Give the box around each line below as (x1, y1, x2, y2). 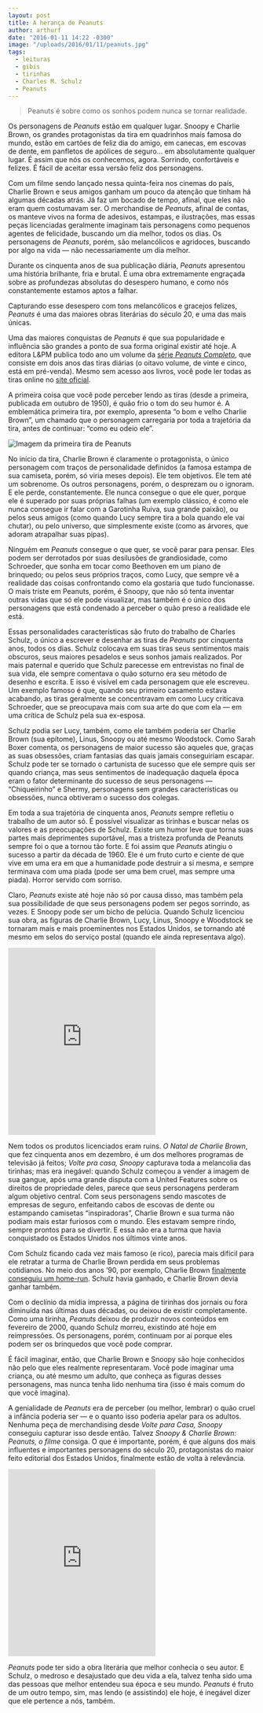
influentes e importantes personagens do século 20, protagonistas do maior (8, 1445, 254, 1455)
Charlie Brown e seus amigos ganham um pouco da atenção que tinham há (8, 187, 251, 197)
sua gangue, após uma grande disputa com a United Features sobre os (8, 1175, 238, 1185)
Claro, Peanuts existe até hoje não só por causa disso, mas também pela (8, 891, 243, 900)
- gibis (15, 63, 41, 71)
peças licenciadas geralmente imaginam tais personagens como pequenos (8, 221, 250, 230)
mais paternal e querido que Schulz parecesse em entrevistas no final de (8, 661, 245, 670)
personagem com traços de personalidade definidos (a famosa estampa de (8, 462, 252, 473)
